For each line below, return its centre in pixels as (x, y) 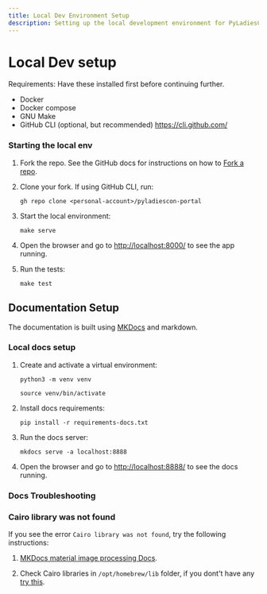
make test (36, 283)
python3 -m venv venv (55, 379)
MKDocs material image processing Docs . (88, 558)
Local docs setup (42, 348)
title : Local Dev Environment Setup (69, 15)
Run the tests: (43, 269)
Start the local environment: (65, 216)
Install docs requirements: (62, 408)
